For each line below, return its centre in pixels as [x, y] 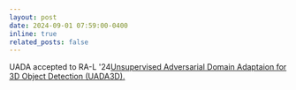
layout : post [33, 17]
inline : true [33, 34]
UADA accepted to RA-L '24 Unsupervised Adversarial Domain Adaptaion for [148, 67]
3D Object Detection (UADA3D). [67, 77]
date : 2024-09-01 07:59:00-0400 [68, 26]
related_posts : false [49, 42]
